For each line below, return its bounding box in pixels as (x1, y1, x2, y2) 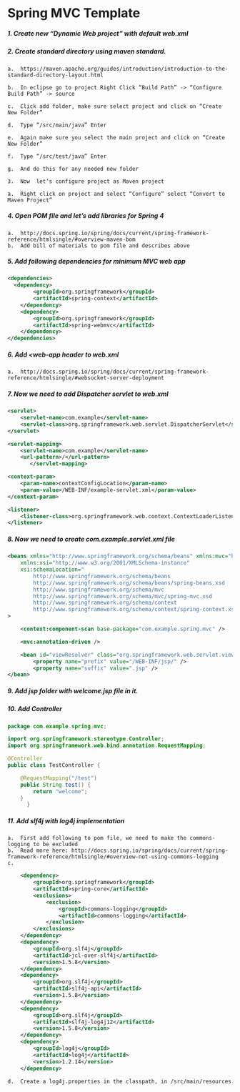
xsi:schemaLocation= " (20, 566, 84, 573)
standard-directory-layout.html (7, 71, 104, 79)
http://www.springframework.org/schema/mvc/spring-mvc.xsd (33, 592, 213, 600)
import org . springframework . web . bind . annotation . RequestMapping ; (7, 742, 206, 750)
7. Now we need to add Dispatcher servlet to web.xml (7, 389, 169, 398)
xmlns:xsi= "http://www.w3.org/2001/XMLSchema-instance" (20, 560, 191, 567)
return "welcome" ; (33, 788, 88, 795)
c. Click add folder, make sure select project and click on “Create (7, 102, 222, 110)
